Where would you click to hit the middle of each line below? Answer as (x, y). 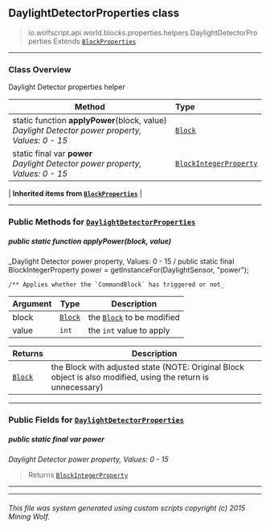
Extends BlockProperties (95, 41)
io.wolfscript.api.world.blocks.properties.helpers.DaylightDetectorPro (143, 32)
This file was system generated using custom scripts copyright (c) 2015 (127, 508)
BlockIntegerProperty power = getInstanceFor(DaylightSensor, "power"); (129, 270)
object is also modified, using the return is (130, 377)
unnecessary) (77, 387)
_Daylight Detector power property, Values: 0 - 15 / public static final (121, 261)
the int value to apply (129, 330)
